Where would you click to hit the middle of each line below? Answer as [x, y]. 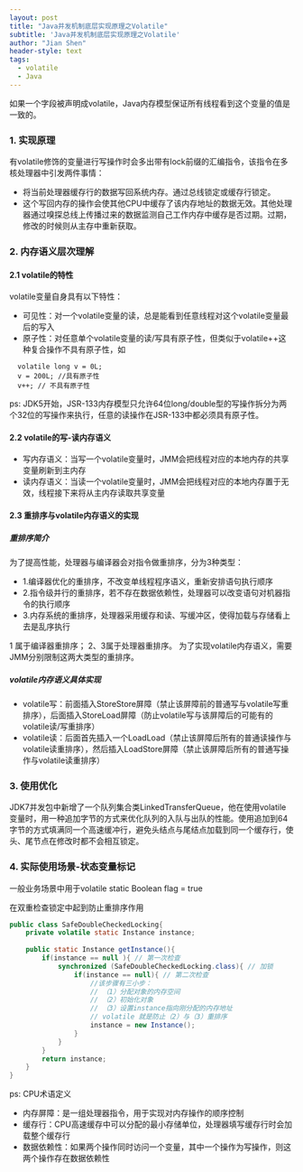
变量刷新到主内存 [54, 470]
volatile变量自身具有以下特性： [66, 297]
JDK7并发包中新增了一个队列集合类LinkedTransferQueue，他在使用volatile [148, 807]
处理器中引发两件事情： [60, 173]
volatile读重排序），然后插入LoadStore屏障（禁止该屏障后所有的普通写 [151, 749]
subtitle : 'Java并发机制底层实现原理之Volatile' [95, 34]
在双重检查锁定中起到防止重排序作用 [77, 907]
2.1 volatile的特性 [41, 274]
